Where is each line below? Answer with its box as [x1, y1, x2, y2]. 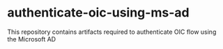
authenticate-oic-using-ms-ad [7, 5, 190, 21]
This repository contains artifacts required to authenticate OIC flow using [7, 28, 217, 36]
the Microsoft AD [7, 35, 56, 43]
